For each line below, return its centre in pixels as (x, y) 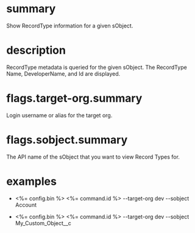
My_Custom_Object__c (43, 223)
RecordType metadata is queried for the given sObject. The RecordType (97, 67)
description (36, 50)
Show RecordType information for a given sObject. (70, 26)
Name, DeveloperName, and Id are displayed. (63, 73)
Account (26, 205)
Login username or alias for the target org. (59, 115)
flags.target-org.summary (74, 99)
